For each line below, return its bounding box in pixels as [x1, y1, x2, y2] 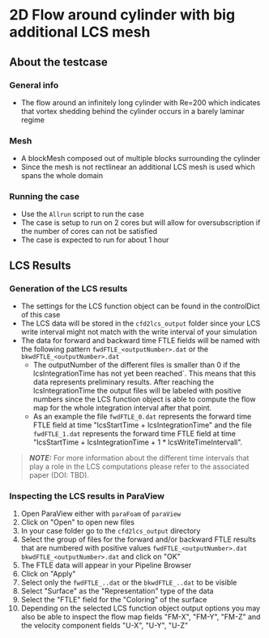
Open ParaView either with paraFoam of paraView [20, 508, 181, 519]
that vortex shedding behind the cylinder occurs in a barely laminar [20, 106, 246, 116]
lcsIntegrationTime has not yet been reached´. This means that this [32, 368, 256, 378]
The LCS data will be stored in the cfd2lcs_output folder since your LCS [20, 318, 261, 329]
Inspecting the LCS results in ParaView [9, 491, 165, 502]
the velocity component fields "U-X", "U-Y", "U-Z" [20, 621, 189, 631]
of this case [20, 310, 61, 320]
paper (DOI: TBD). [28, 470, 90, 480]
